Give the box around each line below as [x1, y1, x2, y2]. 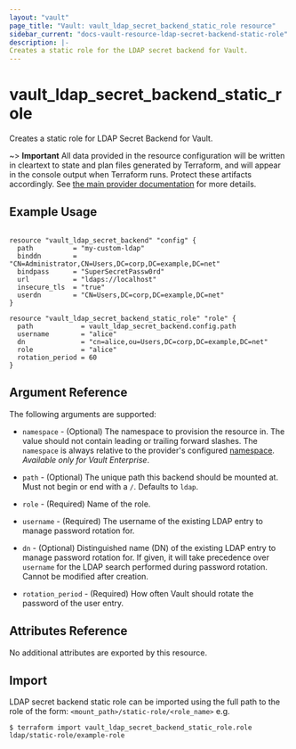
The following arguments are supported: [9, 408, 157, 419]
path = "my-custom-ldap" [17, 243, 145, 252]
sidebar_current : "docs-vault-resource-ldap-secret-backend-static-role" [9, 29, 289, 38]
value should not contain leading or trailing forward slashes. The [21, 435, 258, 446]
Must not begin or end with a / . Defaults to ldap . [21, 481, 199, 491]
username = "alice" [17, 329, 117, 339]
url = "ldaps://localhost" [17, 275, 157, 284]
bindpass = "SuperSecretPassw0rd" [17, 267, 165, 276]
